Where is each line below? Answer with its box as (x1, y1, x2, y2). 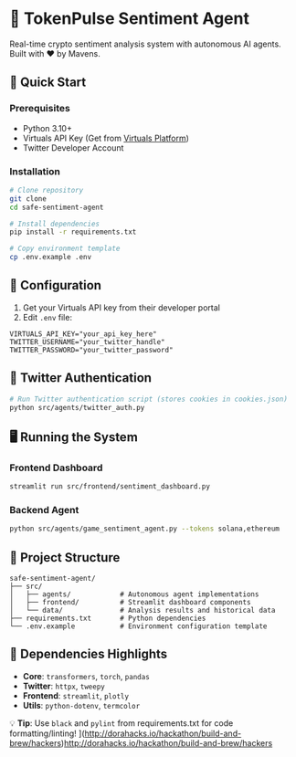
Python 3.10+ (22, 122, 73, 133)
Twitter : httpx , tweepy (22, 680, 105, 691)
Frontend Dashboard (9, 461, 103, 474)
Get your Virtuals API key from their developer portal (22, 301, 221, 313)
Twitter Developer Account (22, 142, 124, 153)
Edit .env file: (22, 311, 73, 322)
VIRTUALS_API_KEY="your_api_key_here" (9, 329, 157, 339)
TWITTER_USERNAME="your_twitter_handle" (9, 337, 166, 346)
